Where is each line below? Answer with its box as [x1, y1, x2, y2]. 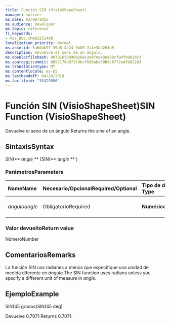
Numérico [141, 203, 166, 210]
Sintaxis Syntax [5, 143, 54, 151]
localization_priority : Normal [5, 41, 71, 46]
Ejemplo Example [5, 290, 59, 299]
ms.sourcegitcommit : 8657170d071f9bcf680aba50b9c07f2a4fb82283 [5, 59, 142, 64]
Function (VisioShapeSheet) [5, 111, 126, 122]
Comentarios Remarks [5, 251, 76, 260]
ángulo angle [8, 203, 38, 210]
